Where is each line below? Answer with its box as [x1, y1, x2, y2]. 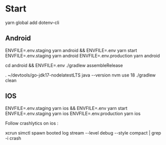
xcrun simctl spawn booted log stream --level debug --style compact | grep [5, 129, 161, 135]
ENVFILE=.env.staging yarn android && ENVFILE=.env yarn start [5, 47, 137, 53]
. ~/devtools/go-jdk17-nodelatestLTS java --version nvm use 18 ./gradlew [5, 72, 156, 78]
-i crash [5, 135, 21, 141]
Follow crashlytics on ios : [5, 120, 58, 126]
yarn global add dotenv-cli [5, 19, 59, 25]
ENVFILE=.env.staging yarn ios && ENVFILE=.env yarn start [5, 105, 127, 111]
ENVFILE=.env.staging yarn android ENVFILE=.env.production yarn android [5, 52, 160, 58]
